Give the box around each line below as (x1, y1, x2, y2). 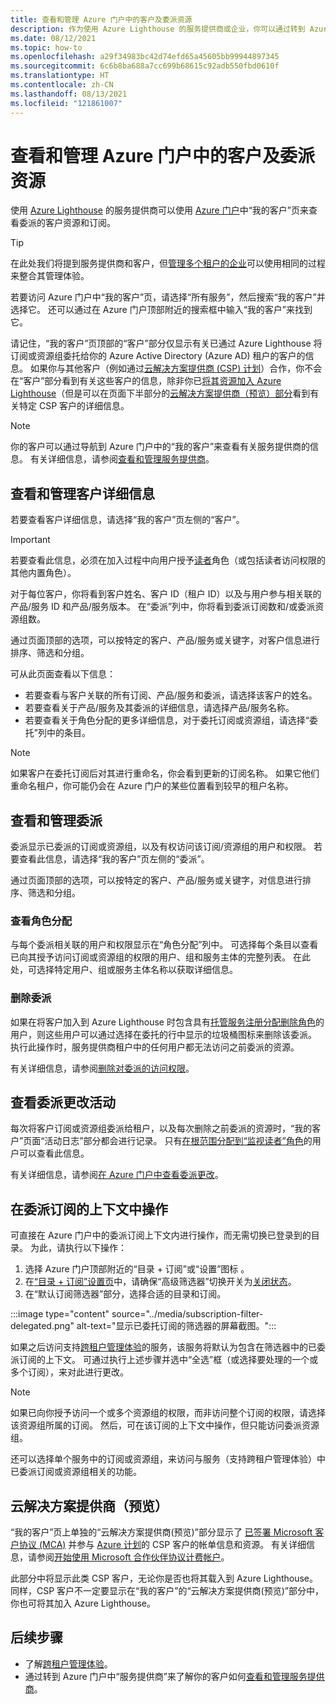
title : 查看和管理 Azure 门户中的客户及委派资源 (10, 14, 193, 25)
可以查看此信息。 (18, 1147, 90, 1160)
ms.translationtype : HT (10, 71, 110, 81)
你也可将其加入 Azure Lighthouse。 (10, 1597, 156, 1610)
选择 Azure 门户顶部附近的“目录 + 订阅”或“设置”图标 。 (24, 1263, 250, 1275)
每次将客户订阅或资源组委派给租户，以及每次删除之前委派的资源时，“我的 (10, 1122, 313, 1135)
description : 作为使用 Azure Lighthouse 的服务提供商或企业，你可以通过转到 (10, 24, 306, 34)
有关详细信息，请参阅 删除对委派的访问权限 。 (10, 1062, 195, 1074)
